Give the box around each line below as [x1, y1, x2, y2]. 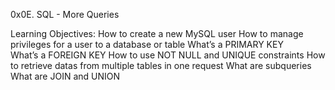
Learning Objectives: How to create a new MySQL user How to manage [10, 28, 304, 39]
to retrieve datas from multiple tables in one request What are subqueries [10, 60, 312, 71]
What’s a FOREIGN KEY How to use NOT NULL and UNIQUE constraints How [10, 49, 326, 61]
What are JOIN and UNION [10, 70, 121, 82]
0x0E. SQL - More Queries [10, 9, 120, 20]
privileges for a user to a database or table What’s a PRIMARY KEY [10, 39, 284, 50]
